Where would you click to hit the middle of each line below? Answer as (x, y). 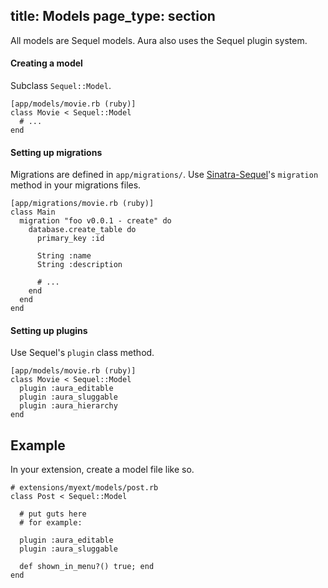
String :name (64, 256)
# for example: (51, 523)
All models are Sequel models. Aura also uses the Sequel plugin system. (159, 40)
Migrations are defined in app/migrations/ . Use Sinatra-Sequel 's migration (164, 175)
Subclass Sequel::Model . (61, 86)
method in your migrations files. (76, 185)
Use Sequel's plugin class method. (82, 353)
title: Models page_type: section (113, 16)
